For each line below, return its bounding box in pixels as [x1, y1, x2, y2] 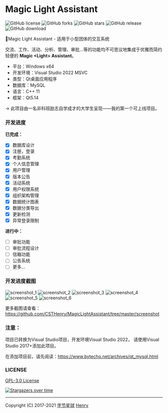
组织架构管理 [12, 192, 39, 198]
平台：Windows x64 [12, 63, 54, 69]
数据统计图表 [12, 198, 39, 204]
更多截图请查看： [5, 305, 40, 311]
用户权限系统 [12, 186, 39, 192]
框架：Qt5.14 [12, 94, 39, 101]
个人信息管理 [12, 161, 39, 167]
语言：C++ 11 [12, 88, 40, 94]
